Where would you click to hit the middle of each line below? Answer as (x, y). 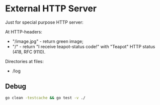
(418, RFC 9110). (29, 52)
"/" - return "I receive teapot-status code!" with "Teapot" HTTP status (84, 46)
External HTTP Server (51, 9)
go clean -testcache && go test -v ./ (45, 98)
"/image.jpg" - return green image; (48, 41)
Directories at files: (24, 61)
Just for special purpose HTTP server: (44, 22)
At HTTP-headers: (24, 32)
